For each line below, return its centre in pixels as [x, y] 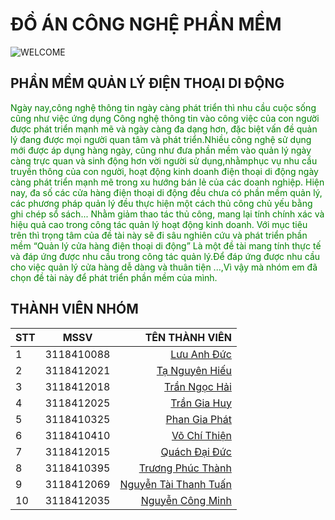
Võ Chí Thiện [201, 435]
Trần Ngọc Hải [198, 386]
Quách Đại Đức [196, 451]
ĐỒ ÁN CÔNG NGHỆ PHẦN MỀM [146, 24]
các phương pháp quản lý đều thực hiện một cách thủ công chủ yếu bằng [161, 203]
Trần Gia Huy [201, 403]
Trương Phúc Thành [185, 468]
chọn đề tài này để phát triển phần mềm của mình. [114, 277]
